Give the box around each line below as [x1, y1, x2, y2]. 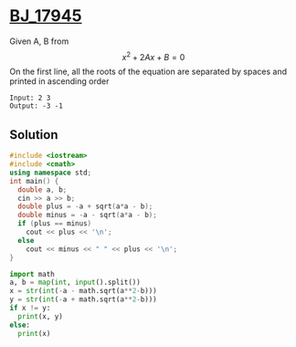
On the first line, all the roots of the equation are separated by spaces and [9, 66, 288, 77]
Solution [9, 127, 58, 142]
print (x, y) [17, 311, 64, 321]
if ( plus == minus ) [17, 219, 92, 228]
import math [9, 269, 55, 279]
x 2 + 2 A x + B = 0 [122, 49, 185, 62]
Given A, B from [9, 36, 69, 47]
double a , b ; [17, 184, 68, 195]
